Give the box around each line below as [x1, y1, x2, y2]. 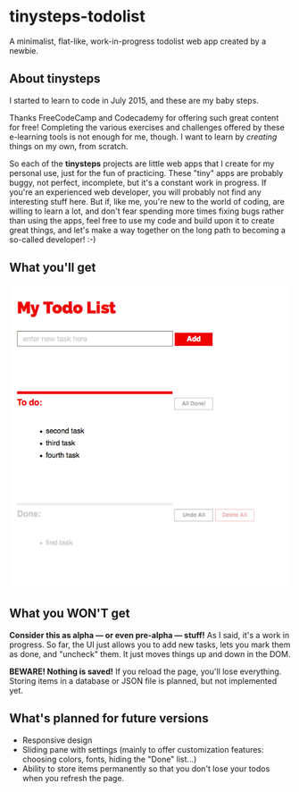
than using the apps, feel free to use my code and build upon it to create [9, 215, 275, 225]
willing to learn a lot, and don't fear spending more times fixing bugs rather [9, 206, 284, 216]
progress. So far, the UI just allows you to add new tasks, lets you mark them [9, 639, 291, 650]
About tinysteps [9, 72, 101, 87]
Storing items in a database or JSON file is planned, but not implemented [9, 675, 278, 686]
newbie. [9, 45, 38, 55]
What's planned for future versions [9, 711, 209, 726]
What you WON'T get [9, 606, 130, 621]
